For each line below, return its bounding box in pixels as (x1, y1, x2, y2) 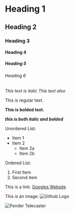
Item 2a (19, 145, 35, 151)
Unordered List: (5, 125, 36, 131)
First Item (12, 169, 31, 175)
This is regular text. (5, 97, 44, 103)
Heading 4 (5, 50, 27, 55)
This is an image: (5, 193, 39, 199)
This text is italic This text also (5, 88, 66, 93)
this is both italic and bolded (5, 116, 64, 122)
